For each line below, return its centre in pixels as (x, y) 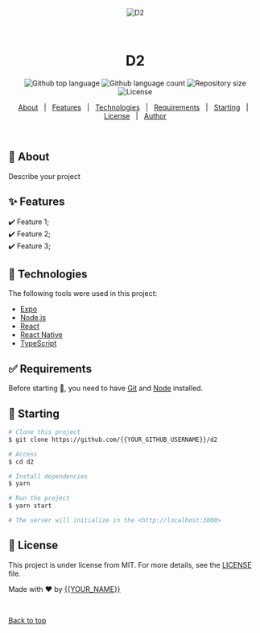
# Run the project (39, 498)
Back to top (27, 620)
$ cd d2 (21, 462)
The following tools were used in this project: (83, 294)
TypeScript (38, 344)
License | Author (135, 115)
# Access (23, 454)
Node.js (33, 318)
